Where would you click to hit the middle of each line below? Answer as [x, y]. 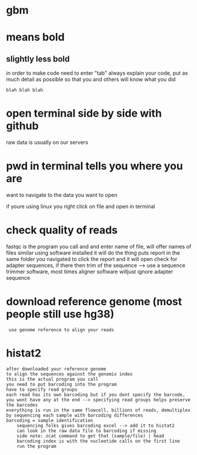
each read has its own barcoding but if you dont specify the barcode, [96, 395]
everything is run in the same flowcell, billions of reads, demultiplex [98, 410]
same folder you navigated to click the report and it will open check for [92, 259]
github [23, 126]
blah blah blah [25, 90]
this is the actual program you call [52, 379]
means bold [35, 37]
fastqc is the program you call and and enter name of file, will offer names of [99, 246]
